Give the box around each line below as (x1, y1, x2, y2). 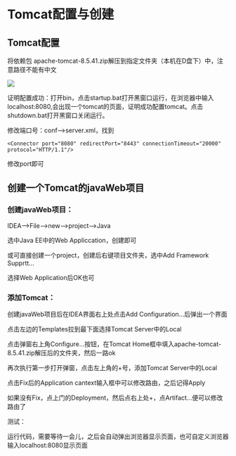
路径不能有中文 (13, 65, 57, 74)
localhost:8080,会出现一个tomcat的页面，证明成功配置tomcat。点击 (7, 103, 204, 110)
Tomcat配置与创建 (7, 6, 114, 23)
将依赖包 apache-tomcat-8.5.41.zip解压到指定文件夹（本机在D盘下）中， (7, 57, 218, 65)
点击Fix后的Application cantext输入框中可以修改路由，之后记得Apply (7, 378, 206, 387)
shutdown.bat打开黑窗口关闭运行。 (7, 111, 109, 120)
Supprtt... (7, 258, 35, 267)
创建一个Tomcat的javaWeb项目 (7, 182, 145, 194)
